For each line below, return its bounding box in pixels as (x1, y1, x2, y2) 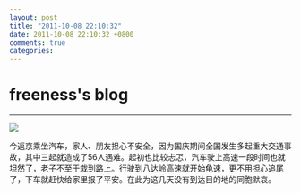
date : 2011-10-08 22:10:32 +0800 (9, 29, 134, 38)
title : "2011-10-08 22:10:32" (9, 21, 123, 30)
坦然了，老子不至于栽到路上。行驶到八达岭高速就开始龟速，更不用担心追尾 (9, 163, 284, 174)
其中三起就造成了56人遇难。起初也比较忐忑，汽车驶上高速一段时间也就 (24, 152, 286, 163)
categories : (9, 46, 54, 55)
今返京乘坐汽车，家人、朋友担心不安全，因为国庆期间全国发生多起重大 (9, 140, 269, 152)
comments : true (9, 38, 66, 47)
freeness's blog (9, 85, 129, 105)
